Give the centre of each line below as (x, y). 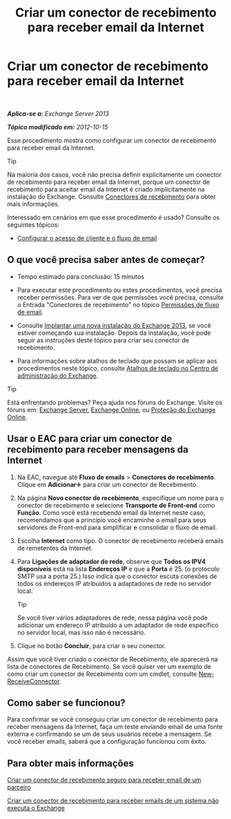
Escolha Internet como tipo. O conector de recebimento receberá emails (120, 540)
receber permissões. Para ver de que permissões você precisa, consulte (120, 297)
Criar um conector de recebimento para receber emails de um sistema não (113, 801)
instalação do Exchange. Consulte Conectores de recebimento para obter (111, 196)
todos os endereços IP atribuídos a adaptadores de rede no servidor (114, 583)
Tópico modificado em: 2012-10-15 (58, 127)
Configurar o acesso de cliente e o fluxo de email (87, 238)
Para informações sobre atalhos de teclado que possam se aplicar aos (117, 360)
